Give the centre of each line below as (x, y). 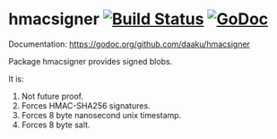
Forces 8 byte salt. (56, 125)
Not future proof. (52, 96)
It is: (16, 78)
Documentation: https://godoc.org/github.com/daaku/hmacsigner (129, 44)
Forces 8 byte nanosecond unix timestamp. (101, 115)
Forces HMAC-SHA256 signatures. (86, 105)
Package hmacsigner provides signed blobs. (91, 61)
